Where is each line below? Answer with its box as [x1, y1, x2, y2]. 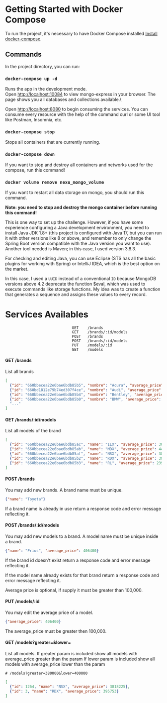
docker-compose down [5, 152, 55, 157]
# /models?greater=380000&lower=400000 [5, 671, 88, 676]
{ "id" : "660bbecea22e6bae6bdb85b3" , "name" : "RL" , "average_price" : [9, 460, 155, 466]
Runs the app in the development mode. [5, 86, 87, 92]
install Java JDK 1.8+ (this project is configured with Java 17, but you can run [5, 230, 162, 236]
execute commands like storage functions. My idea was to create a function [5, 286, 161, 292]
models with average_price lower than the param [5, 661, 105, 667]
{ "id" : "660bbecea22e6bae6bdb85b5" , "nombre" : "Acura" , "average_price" [9, 383, 164, 388]
